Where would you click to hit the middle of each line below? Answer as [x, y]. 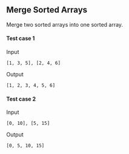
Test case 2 [21, 99]
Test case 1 [21, 38]
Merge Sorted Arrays [47, 10]
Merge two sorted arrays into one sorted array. [64, 24]
